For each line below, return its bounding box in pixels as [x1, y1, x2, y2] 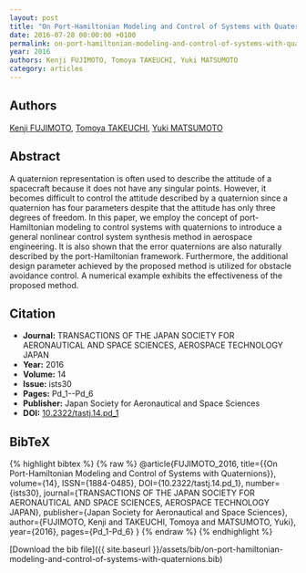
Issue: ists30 [22, 379, 73, 390]
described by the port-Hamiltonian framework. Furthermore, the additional [9, 250, 289, 261]
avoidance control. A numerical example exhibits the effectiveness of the [9, 270, 283, 281]
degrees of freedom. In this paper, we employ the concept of [9, 212, 239, 223]
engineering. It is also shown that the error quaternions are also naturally [9, 241, 282, 252]
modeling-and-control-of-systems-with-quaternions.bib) [9, 554, 223, 565]
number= [245, 478, 280, 489]
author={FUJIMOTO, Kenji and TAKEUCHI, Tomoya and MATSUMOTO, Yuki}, [9, 516, 297, 527]
